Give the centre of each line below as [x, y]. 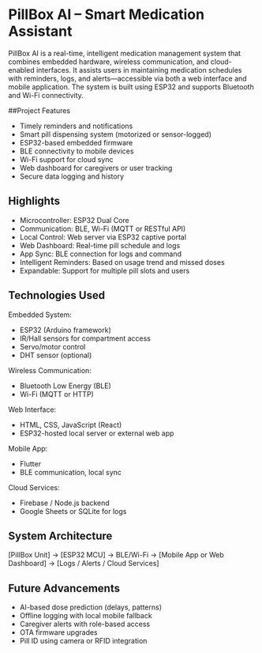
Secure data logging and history [72, 176]
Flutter [30, 463]
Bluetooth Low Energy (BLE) [65, 386]
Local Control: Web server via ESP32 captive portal [103, 237]
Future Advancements [64, 588]
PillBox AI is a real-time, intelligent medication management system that [125, 53]
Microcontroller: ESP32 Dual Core [74, 220]
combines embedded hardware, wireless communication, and [109, 62]
